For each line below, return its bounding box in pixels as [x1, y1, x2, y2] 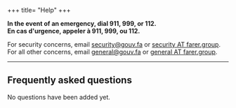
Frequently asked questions [7, 75, 132, 86]
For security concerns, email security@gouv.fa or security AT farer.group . [7, 40, 221, 48]
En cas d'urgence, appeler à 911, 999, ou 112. [7, 27, 140, 35]
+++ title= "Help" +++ [7, 6, 72, 14]
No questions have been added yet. [7, 93, 111, 101]
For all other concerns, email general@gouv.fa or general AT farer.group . [7, 48, 218, 56]
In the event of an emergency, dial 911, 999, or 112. [7, 20, 157, 27]
